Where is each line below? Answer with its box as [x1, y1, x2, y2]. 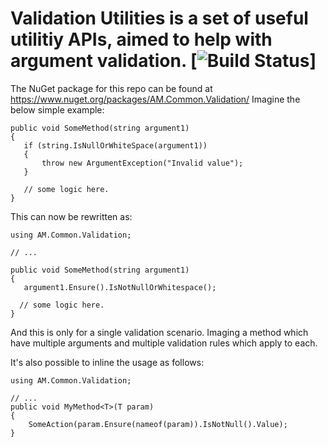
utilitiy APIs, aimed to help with [10, 28, 273, 51]
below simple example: [10, 103, 105, 116]
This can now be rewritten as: [10, 210, 133, 222]
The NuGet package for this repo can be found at [10, 82, 213, 94]
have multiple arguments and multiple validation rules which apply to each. [10, 337, 318, 349]
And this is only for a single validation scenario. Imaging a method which [10, 326, 309, 338]
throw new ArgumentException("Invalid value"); [41, 158, 244, 168]
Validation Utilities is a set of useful [10, 7, 309, 30]
